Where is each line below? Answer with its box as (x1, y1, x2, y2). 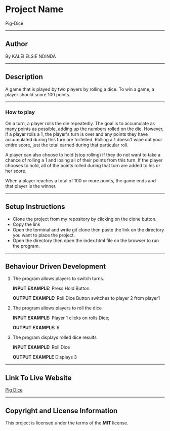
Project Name (5, 4, 64, 15)
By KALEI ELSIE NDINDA (5, 53, 56, 59)
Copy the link (12, 221, 40, 227)
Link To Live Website (5, 373, 72, 382)
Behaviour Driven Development (5, 262, 106, 271)
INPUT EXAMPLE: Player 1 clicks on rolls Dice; (12, 315, 110, 321)
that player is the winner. (5, 183, 57, 189)
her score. (5, 168, 27, 174)
